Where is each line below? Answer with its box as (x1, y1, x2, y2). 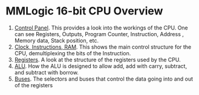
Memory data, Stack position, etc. (14, 37, 99, 44)
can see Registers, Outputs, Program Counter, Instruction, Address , (14, 30, 184, 37)
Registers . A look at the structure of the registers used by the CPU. (14, 56, 181, 63)
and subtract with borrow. (14, 69, 79, 76)
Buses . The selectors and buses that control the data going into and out (14, 75, 194, 82)
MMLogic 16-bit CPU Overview (5, 4, 163, 18)
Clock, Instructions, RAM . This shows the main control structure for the (14, 43, 192, 51)
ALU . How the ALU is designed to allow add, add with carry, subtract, (14, 62, 188, 70)
